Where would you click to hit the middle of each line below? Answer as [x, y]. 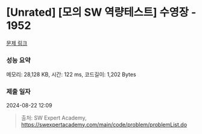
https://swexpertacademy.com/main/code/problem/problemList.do [104, 124]
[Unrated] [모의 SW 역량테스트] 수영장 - [101, 12]
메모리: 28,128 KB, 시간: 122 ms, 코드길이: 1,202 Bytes [71, 75]
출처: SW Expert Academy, [54, 118]
